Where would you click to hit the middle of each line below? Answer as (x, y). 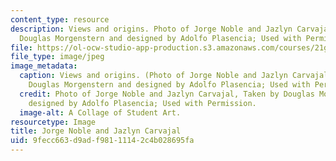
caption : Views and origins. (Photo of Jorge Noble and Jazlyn (153, 76)
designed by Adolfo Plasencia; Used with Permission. (142, 103)
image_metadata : (44, 66)
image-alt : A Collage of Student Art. (100, 112)
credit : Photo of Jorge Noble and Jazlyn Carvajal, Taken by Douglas (167, 94)
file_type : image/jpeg (57, 57)
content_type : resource (60, 19)
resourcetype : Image (53, 122)
